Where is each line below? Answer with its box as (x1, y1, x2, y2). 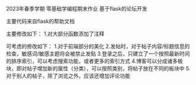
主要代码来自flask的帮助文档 (6, 18, 75, 25)
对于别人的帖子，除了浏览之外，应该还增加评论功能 (6, 73, 130, 79)
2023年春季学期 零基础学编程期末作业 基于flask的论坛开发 (6, 5, 148, 12)
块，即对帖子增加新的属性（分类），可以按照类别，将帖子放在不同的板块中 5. (6, 65, 191, 72)
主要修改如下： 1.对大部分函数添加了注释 (6, 30, 104, 37)
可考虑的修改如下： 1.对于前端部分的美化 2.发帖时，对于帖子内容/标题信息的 (6, 43, 190, 50)
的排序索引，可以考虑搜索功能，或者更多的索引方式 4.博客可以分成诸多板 (6, 58, 183, 64)
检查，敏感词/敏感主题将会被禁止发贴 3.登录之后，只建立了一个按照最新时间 (6, 50, 190, 57)
